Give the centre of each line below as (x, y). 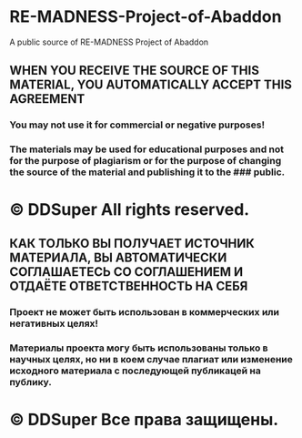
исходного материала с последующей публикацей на (136, 371)
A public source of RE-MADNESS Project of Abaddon (109, 42)
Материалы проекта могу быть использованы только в (139, 348)
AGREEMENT (47, 99)
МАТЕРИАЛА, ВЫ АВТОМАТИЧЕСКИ (118, 257)
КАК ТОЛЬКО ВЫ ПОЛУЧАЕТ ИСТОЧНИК (132, 243)
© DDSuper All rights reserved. (130, 210)
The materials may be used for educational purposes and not (147, 149)
